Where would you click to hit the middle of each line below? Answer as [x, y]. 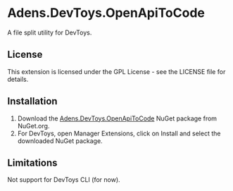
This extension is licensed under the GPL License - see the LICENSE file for [116, 71]
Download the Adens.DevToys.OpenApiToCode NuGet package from [117, 118]
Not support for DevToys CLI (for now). [64, 180]
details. [18, 79]
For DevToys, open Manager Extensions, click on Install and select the [119, 133]
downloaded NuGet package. [60, 141]
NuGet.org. [33, 125]
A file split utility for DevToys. [50, 32]
